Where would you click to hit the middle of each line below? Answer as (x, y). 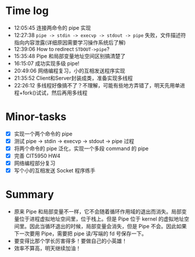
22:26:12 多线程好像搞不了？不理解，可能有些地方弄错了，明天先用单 (97, 85)
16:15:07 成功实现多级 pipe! (47, 63)
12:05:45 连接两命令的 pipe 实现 (52, 28)
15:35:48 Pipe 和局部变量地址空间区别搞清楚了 (70, 56)
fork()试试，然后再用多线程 (55, 93)
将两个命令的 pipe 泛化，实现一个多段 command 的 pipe (81, 148)
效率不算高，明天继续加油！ (47, 248)
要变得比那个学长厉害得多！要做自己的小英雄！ (70, 241)
